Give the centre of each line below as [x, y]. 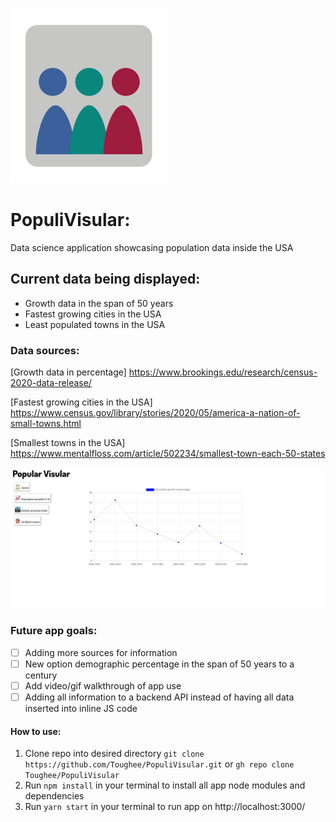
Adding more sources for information [101, 652]
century [41, 675]
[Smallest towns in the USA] [68, 443]
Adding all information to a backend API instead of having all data [159, 697]
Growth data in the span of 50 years [99, 303]
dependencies [54, 796]
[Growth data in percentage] [68, 372]
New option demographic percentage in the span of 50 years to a [159, 664]
